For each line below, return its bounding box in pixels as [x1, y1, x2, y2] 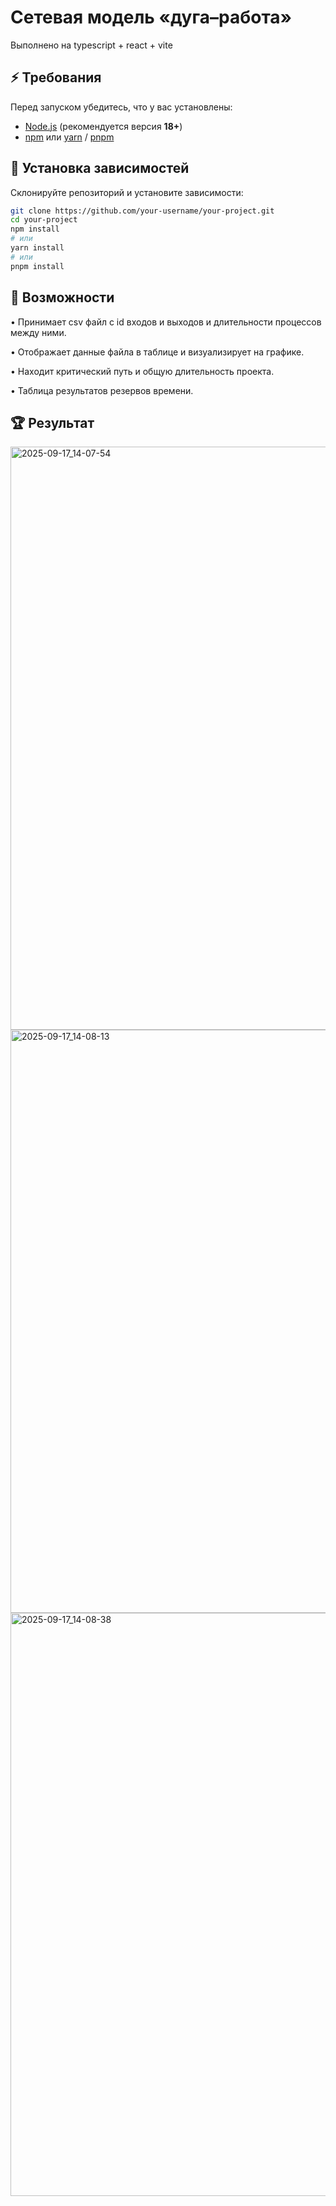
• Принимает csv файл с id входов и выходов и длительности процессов [10, 316, 322, 328]
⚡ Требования [10, 69, 102, 86]
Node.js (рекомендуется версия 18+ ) [24, 120, 183, 132]
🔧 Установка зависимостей [10, 160, 190, 177]
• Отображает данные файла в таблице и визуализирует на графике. [10, 346, 305, 358]
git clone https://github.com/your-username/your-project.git [10, 206, 275, 216]
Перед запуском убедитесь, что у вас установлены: [10, 101, 233, 113]
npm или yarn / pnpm [24, 131, 115, 143]
